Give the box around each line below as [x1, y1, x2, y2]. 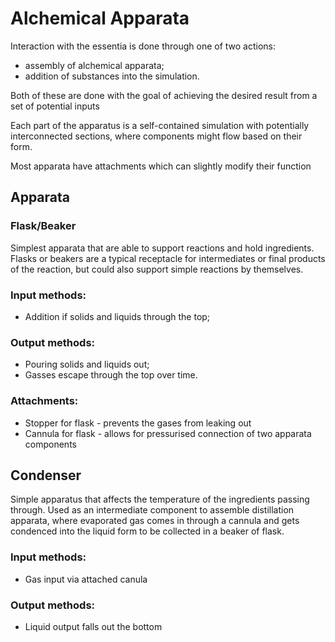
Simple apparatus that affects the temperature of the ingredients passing [10, 493, 310, 506]
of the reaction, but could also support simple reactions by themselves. [10, 263, 304, 275]
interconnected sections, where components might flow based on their [10, 130, 303, 142]
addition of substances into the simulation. [24, 70, 200, 82]
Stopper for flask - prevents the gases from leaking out [24, 417, 252, 429]
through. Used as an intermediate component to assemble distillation [10, 504, 295, 516]
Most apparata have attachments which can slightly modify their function [10, 160, 312, 172]
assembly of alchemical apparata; [24, 59, 165, 71]
